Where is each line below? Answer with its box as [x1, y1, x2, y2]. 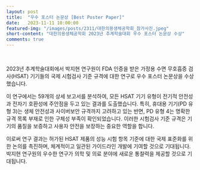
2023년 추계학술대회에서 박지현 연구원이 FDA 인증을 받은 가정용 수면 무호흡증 [6, 65, 187, 72]
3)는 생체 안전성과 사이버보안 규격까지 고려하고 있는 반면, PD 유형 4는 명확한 [12, 108, 190, 115]
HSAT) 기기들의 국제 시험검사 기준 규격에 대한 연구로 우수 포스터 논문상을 [13, 73, 183, 79]
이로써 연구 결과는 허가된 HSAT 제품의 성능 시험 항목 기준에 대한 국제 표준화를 [6, 135, 187, 142]
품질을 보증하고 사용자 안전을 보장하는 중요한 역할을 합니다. [17, 123, 155, 129]
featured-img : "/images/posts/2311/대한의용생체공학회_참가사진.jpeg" [6, 25, 169, 32]
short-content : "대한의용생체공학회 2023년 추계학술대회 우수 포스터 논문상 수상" [6, 31, 185, 37]
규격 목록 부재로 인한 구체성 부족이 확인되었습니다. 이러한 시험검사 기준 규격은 [6, 115, 186, 122]
